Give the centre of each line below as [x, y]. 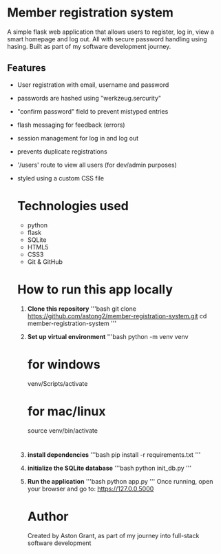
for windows [64, 364]
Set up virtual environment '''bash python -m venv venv [108, 336]
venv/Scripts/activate [57, 383]
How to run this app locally [95, 289]
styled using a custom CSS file [61, 178]
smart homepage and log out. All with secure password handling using [107, 39]
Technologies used [73, 206]
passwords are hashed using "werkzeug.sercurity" [89, 98]
